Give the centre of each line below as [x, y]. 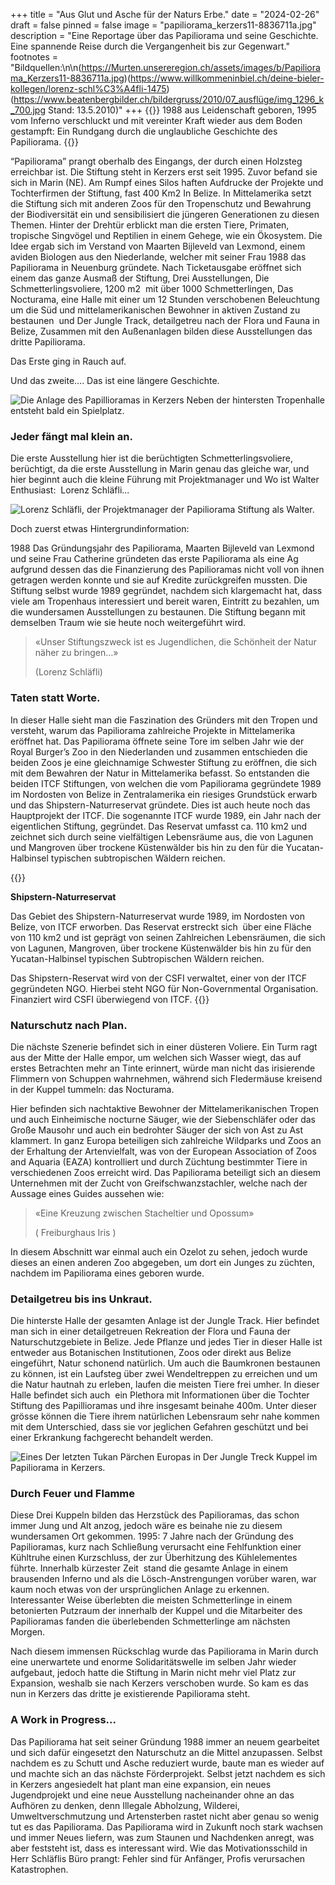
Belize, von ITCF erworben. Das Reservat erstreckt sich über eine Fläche [161, 926]
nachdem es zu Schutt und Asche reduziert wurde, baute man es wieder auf [167, 1763]
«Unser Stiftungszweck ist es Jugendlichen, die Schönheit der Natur [175, 642]
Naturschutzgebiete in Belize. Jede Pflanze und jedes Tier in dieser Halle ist [166, 1342]
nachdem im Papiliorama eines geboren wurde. [107, 1273]
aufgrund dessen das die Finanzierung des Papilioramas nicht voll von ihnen [167, 570]
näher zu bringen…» [76, 653]
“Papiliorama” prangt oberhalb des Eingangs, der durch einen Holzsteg [156, 161]
